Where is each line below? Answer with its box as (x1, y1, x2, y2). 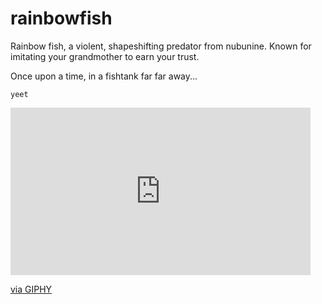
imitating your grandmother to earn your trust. (10, 50, 200, 62)
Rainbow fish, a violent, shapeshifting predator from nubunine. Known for (10, 40, 312, 52)
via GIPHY (10, 283, 53, 295)
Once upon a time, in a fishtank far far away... (10, 70, 198, 82)
